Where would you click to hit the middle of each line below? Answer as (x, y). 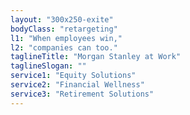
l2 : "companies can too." (64, 47)
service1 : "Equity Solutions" (73, 76)
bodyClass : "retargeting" (64, 29)
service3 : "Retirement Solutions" (82, 94)
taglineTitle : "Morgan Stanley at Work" (96, 57)
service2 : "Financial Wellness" (77, 85)
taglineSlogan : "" (48, 66)
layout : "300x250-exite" (62, 19)
